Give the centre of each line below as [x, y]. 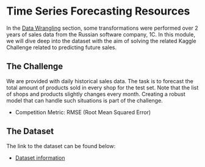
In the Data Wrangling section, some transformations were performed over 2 [102, 28]
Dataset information [40, 158]
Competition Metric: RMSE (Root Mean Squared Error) [83, 112]
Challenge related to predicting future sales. [62, 47]
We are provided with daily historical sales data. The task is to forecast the [100, 81]
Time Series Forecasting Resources [98, 11]
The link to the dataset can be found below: [61, 146]
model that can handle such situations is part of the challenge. [85, 100]
